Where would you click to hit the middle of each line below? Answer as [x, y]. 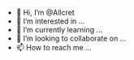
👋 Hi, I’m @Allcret [45, 13]
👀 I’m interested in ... [50, 21]
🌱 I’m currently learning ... [59, 30]
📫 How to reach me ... [54, 47]
